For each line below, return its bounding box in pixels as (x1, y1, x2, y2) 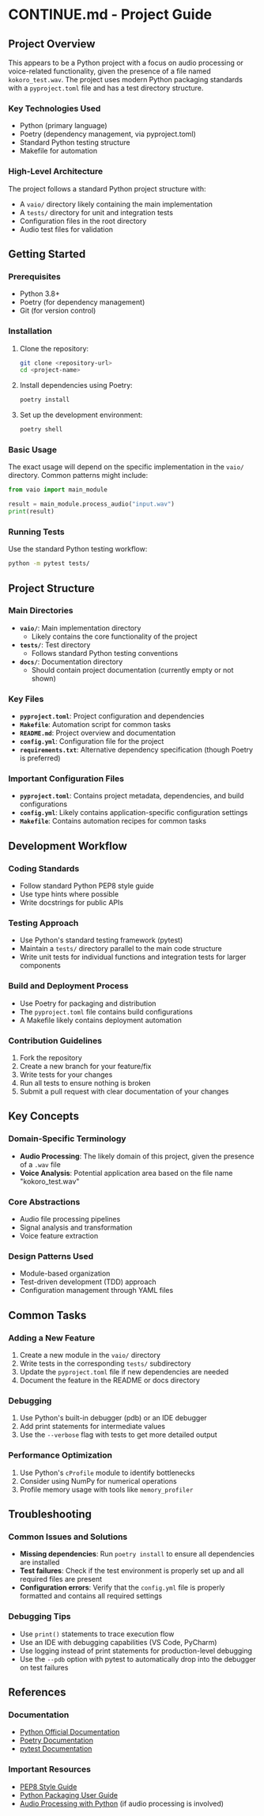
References (8, 1685, 66, 1699)
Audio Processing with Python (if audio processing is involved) (19, 1799, 224, 1808)
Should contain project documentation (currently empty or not (31, 665, 234, 674)
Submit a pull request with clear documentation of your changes (19, 1086, 229, 1097)
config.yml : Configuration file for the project (19, 737, 164, 746)
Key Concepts (8, 1109, 79, 1123)
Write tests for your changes (19, 1070, 113, 1079)
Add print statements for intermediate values (19, 1422, 166, 1431)
